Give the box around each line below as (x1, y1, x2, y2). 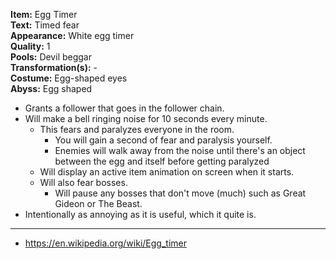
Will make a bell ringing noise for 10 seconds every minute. (24, 113, 268, 124)
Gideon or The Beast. (54, 198, 143, 209)
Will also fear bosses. (39, 177, 128, 188)
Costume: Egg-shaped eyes (10, 72, 128, 84)
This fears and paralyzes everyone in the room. (39, 124, 235, 135)
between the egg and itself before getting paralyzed (54, 155, 270, 167)
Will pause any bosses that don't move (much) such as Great (54, 187, 307, 199)
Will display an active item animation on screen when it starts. (39, 166, 295, 178)
